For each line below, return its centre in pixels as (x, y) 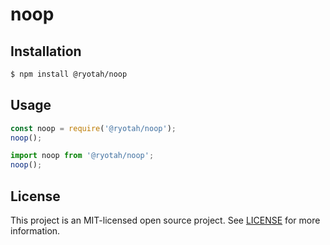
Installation (46, 51)
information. (35, 231)
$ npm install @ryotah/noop (69, 74)
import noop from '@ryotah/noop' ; (82, 156)
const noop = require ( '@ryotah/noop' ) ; (93, 128)
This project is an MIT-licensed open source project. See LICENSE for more (165, 220)
